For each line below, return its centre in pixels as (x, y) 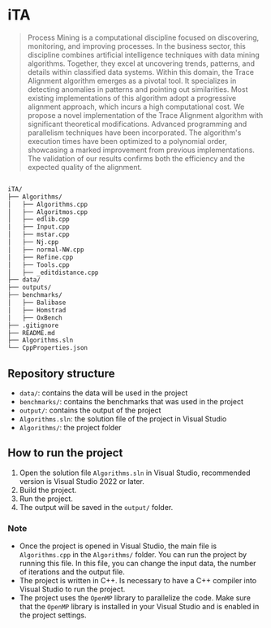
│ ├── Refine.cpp (41, 257)
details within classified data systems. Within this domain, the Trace (141, 72)
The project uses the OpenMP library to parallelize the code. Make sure (135, 598)
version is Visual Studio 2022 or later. (82, 481)
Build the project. (48, 490)
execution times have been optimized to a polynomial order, (127, 141)
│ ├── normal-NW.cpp (46, 250)
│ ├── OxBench (35, 318)
